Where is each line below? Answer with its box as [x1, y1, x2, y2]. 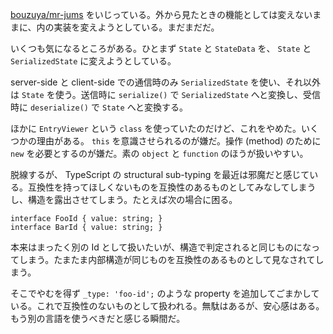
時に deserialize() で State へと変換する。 [10, 101, 188, 113]
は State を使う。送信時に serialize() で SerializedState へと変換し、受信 [10, 89, 322, 100]
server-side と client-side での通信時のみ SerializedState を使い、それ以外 [10, 76, 322, 88]
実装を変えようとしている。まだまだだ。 [53, 21, 220, 33]
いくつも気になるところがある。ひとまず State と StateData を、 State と [10, 43, 312, 54]
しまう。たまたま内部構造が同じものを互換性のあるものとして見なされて [18, 254, 316, 265]
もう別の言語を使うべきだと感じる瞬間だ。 [10, 313, 186, 324]
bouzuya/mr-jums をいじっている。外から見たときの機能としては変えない [10, 9, 313, 20]
